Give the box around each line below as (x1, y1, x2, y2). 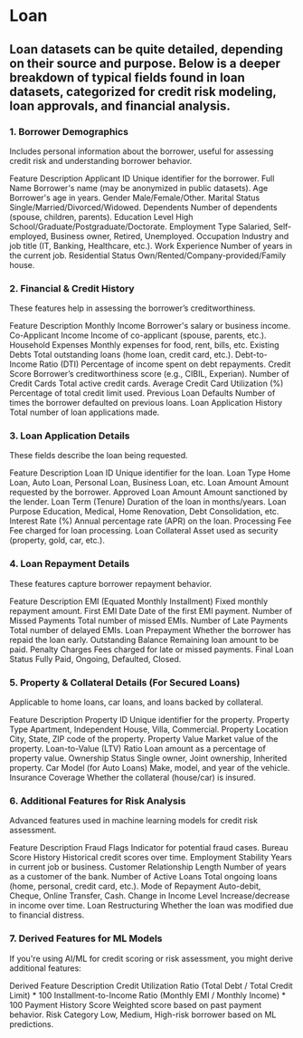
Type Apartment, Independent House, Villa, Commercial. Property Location (9, 724, 289, 735)
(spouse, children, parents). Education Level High (9, 211, 194, 222)
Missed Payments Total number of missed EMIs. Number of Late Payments (9, 615, 289, 626)
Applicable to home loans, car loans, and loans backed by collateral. (9, 697, 264, 707)
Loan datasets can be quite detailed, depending (9, 42, 283, 57)
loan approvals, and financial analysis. (9, 98, 231, 113)
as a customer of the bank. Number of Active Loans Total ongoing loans (9, 871, 278, 882)
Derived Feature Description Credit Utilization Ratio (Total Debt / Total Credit (9, 980, 293, 991)
